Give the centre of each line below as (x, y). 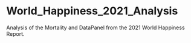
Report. (16, 33)
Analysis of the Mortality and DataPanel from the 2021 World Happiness (96, 27)
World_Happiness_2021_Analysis (92, 11)
